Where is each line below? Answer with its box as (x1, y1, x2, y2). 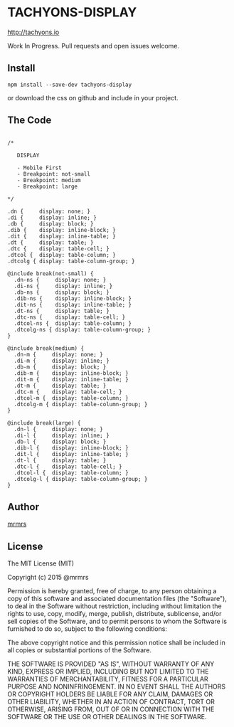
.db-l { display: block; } (14, 438, 107, 445)
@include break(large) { (7, 419, 81, 427)
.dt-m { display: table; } (14, 382, 107, 389)
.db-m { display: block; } (14, 363, 107, 371)
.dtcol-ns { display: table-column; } (14, 319, 132, 327)
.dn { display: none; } (7, 208, 91, 215)
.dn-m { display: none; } (14, 351, 103, 358)
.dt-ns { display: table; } (14, 307, 110, 314)
